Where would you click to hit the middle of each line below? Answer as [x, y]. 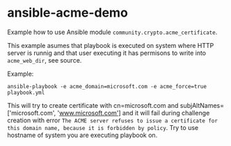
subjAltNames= [202, 105]
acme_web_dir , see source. [45, 60]
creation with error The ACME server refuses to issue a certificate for [112, 120]
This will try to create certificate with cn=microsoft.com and [93, 105]
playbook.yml [26, 92]
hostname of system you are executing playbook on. [82, 135]
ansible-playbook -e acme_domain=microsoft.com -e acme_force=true [107, 86]
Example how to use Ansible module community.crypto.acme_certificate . [112, 32]
